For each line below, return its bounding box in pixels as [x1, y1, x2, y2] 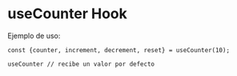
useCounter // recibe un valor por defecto [7, 60, 155, 68]
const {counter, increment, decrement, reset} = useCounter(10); [7, 46, 230, 54]
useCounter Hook [7, 5, 127, 23]
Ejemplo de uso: [7, 31, 61, 40]
